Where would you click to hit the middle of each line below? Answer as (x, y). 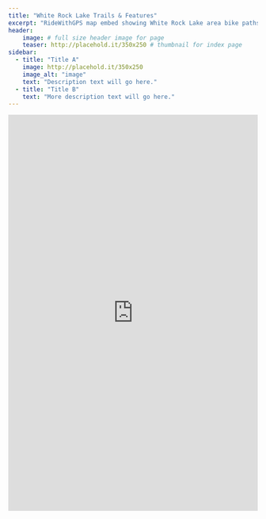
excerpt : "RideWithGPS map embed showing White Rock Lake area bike (123, 23)
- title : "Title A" (47, 60)
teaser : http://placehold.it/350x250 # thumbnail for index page (133, 45)
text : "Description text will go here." (90, 82)
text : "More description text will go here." (99, 97)
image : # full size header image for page (93, 38)
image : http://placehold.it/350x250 (83, 67)
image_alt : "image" (55, 74)
